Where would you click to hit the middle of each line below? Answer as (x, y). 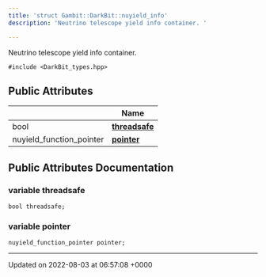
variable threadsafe (47, 190)
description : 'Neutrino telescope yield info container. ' (108, 23)
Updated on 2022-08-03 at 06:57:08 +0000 (80, 265)
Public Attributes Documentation (91, 167)
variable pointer (40, 226)
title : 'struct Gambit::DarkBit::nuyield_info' (88, 15)
